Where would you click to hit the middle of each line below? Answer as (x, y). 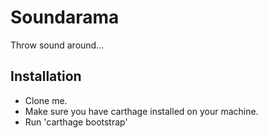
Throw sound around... (57, 45)
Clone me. (46, 100)
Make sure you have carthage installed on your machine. (141, 111)
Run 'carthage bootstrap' (76, 122)
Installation (46, 76)
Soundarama (65, 17)
